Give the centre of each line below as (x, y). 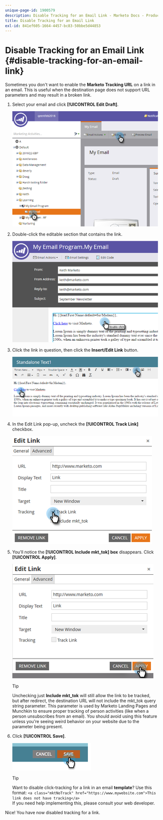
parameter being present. (37, 727)
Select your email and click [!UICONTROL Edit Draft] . (65, 104)
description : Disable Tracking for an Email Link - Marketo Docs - (75, 15)
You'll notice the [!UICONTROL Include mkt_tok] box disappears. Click (83, 552)
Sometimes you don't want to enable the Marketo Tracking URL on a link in (80, 85)
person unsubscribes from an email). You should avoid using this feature (85, 716)
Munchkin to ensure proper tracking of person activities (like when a (80, 711)
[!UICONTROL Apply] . (34, 557)
